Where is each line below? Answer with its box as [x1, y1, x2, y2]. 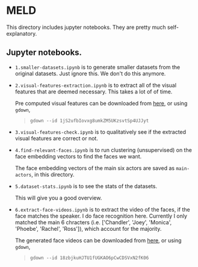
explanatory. [6, 30, 37, 37]
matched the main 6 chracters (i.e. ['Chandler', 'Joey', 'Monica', [14, 218, 172, 226]
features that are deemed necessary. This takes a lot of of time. [14, 88, 173, 95]
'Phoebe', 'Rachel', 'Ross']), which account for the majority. [14, 225, 162, 232]
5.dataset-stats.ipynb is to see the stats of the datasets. [14, 182, 158, 190]
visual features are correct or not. [14, 134, 98, 142]
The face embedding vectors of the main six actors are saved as [14, 164, 175, 172]
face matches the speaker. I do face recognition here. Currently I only [14, 212, 188, 219]
